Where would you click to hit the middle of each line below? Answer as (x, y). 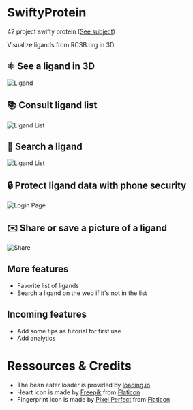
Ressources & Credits (69, 366)
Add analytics (36, 338)
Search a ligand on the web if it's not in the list (82, 293)
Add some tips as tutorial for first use (69, 331)
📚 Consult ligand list (52, 105)
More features (38, 269)
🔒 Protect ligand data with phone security (97, 185)
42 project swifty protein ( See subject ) (61, 31)
